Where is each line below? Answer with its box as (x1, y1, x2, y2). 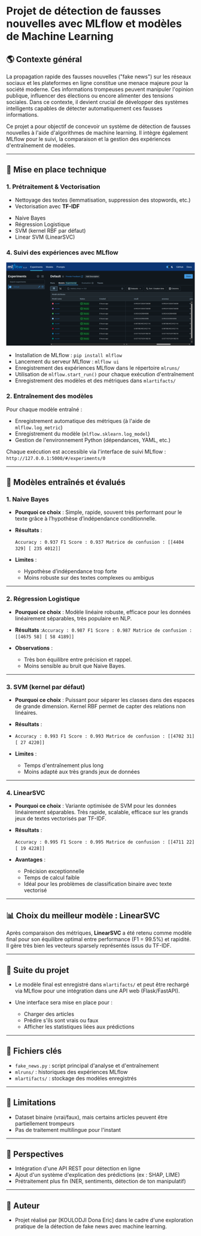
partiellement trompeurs (14, 1120, 75, 1127)
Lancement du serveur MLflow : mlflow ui (14, 358, 120, 366)
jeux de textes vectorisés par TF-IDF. (14, 815, 106, 822)
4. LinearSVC (6, 789, 45, 797)
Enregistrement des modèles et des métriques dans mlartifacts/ (14, 377, 176, 384)
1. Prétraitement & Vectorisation (6, 182, 100, 191)
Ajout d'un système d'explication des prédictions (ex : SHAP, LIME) (14, 1171, 181, 1179)
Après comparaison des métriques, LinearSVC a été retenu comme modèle (6, 929, 192, 937)
